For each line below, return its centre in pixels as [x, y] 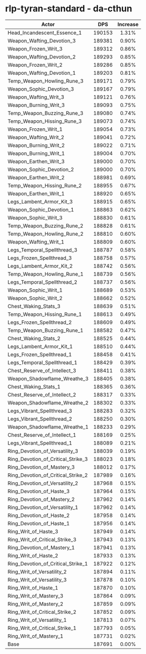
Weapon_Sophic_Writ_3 [35, 217]
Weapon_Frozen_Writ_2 [35, 65]
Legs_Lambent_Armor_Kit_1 [40, 346]
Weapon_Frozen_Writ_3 [35, 49]
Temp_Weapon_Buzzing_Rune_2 [46, 226]
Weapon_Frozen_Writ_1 [35, 129]
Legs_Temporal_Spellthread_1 [43, 362]
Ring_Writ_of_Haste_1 [33, 588]
